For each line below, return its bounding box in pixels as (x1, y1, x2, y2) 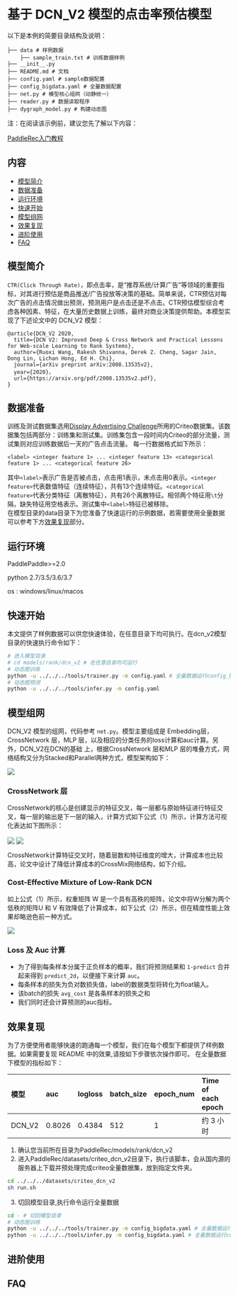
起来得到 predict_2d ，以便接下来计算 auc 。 (17, 971, 144, 980)
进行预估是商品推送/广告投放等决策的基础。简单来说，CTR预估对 (31, 289, 221, 298)
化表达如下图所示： (7, 821, 64, 830)
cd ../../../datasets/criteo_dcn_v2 (7, 1177, 115, 1184)
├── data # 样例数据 (7, 47, 64, 54)
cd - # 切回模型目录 (7, 1212, 62, 1219)
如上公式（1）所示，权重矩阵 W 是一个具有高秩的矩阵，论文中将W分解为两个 (7, 894, 231, 903)
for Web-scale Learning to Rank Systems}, (7, 342, 135, 349)
